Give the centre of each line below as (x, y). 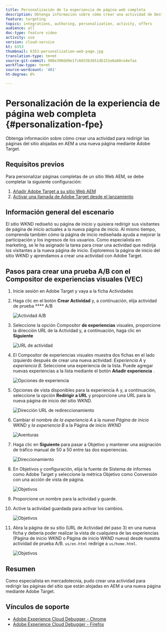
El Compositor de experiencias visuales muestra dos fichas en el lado (84, 355)
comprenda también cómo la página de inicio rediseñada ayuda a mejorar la (83, 235)
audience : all (20, 28)
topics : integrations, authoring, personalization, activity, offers (79, 24)
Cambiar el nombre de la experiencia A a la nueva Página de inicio (81, 420)
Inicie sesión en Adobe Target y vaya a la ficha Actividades (73, 291)
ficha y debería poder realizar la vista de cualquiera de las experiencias (86, 533)
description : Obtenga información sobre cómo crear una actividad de (79, 14)
